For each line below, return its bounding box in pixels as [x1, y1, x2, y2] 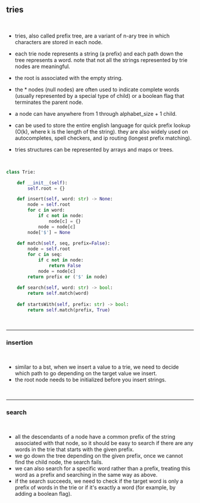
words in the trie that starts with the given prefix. [14, 446, 135, 453]
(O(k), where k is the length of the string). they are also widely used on [14, 128, 189, 135]
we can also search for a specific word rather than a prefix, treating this [14, 465, 190, 472]
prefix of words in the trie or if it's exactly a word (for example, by [14, 484, 176, 491]
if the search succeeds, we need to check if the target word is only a [14, 477, 183, 485]
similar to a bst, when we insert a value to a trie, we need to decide [14, 363, 179, 371]
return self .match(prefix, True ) [27, 307, 111, 313]
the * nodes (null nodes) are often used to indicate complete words [14, 86, 180, 93]
